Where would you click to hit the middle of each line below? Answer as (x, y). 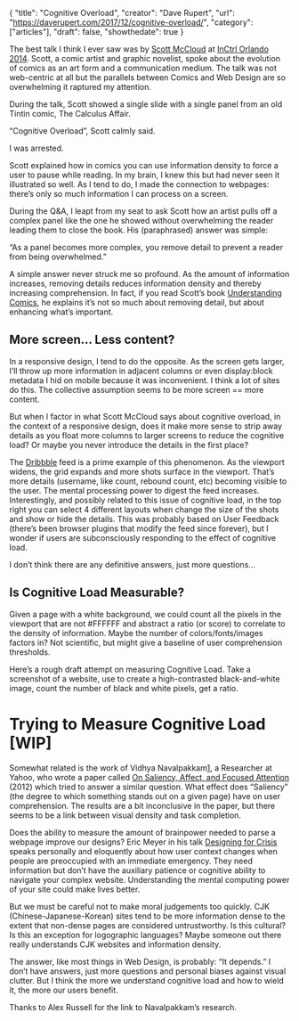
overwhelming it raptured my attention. (81, 87)
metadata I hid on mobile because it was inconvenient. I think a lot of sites (145, 380)
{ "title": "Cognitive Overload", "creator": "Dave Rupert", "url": (122, 13)
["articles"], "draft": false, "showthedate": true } (97, 32)
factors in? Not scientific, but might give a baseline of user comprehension (146, 642)
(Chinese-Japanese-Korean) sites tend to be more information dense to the (148, 916)
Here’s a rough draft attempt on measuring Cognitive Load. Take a (130, 669)
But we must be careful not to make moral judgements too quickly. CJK (139, 906)
